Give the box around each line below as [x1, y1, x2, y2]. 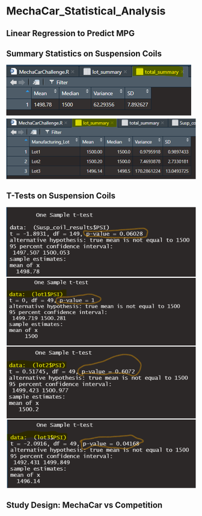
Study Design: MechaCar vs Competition [6, 500, 163, 510]
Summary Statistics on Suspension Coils [6, 48, 162, 58]
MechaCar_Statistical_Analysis [6, 4, 166, 18]
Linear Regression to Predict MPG [6, 28, 135, 38]
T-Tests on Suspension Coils [6, 191, 116, 201]
